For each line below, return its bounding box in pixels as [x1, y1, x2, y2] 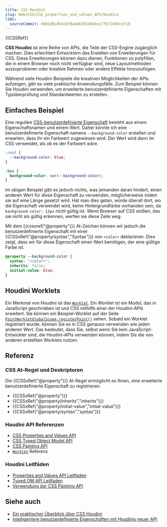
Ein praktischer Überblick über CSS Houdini [12, 510, 102, 516]
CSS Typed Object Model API [12, 438, 73, 444]
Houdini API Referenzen [5, 421, 64, 428]
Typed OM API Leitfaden [12, 477, 63, 483]
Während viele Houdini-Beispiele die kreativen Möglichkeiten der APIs [5, 75, 149, 81]
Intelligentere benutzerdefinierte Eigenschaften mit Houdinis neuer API [12, 516, 158, 522]
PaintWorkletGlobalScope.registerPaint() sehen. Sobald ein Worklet [5, 315, 148, 321]
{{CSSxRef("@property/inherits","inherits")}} [12, 398, 104, 404]
